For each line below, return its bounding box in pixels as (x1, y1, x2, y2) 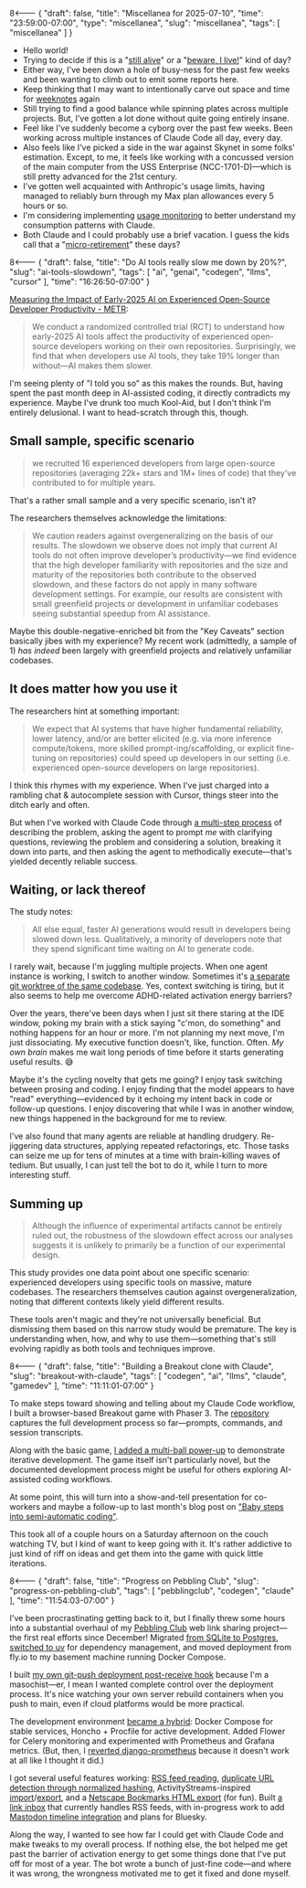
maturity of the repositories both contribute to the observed (31, 568, 258, 579)
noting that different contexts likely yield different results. (9, 1297, 225, 1308)
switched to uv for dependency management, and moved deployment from (9, 1642, 292, 1653)
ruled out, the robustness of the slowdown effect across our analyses (31, 1230, 294, 1241)
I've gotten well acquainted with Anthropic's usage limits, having (22, 181, 265, 191)
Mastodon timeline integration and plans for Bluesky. (9, 1811, 207, 1822)
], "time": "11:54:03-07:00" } (9, 1595, 115, 1607)
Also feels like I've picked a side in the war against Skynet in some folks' (22, 142, 295, 153)
